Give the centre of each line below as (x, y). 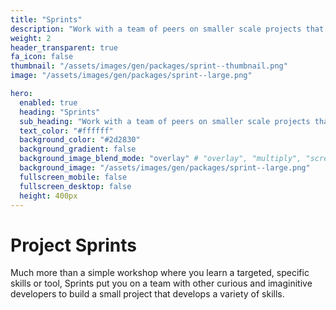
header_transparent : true (64, 47)
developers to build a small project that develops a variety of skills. (147, 294)
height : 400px (48, 196)
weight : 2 (31, 38)
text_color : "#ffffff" (66, 131)
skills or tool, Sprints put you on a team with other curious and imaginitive (161, 283)
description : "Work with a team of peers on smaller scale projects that (167, 29)
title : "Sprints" (46, 19)
